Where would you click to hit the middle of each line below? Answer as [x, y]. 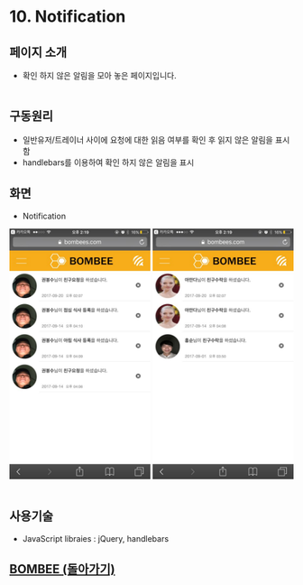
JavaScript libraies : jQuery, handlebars [96, 538]
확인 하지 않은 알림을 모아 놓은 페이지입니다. [100, 75]
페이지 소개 [38, 52]
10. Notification [68, 17]
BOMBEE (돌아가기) [62, 569]
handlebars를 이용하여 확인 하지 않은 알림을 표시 [108, 162]
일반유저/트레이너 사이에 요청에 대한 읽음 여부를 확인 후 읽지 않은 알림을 [147, 139]
